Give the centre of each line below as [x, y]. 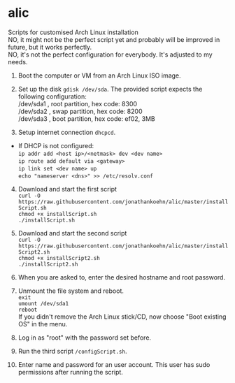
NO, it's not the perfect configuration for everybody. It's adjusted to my [110, 55]
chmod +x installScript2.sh [59, 258]
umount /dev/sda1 [43, 303]
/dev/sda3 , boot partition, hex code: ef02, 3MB [87, 118]
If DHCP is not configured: [56, 145]
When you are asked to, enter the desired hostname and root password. [122, 277]
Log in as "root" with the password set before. [85, 338]
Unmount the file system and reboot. [71, 291]
